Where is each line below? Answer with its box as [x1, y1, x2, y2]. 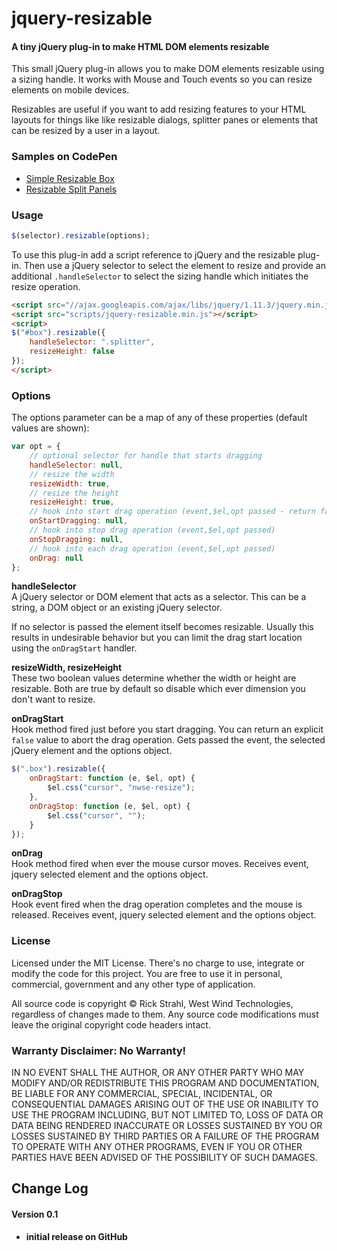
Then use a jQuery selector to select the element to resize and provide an [23, 259, 326, 271]
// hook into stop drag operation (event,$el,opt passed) [29, 525, 276, 536]
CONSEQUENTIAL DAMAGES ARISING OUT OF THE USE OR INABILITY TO [11, 1098, 319, 1110]
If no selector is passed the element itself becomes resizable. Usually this [11, 621, 314, 633]
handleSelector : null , [29, 460, 124, 470]
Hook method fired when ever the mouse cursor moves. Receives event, [11, 858, 309, 870]
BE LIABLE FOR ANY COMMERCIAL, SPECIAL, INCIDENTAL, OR [11, 1088, 273, 1099]
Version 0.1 [11, 1208, 59, 1220]
